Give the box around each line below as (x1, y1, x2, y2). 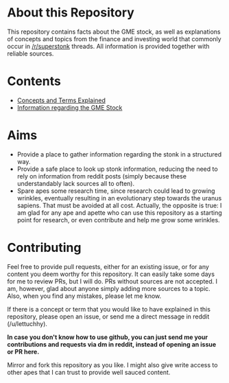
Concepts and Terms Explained (16, 96, 106, 104)
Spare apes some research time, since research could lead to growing (16, 187, 215, 195)
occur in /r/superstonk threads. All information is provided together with (7, 42, 210, 50)
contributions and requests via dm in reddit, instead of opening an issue (7, 340, 217, 348)
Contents (7, 73, 62, 89)
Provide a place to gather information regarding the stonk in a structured (16, 150, 222, 159)
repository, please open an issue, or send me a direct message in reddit (7, 312, 210, 321)
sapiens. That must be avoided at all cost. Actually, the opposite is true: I (16, 201, 222, 209)
